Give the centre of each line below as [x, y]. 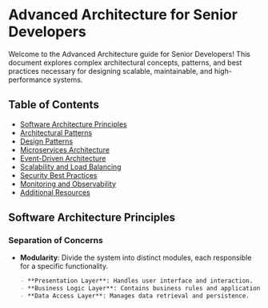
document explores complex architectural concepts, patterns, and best [125, 63]
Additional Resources [55, 192]
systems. [68, 79]
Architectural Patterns [56, 132]
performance [30, 79]
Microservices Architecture [65, 149]
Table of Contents [54, 105]
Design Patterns [46, 141]
